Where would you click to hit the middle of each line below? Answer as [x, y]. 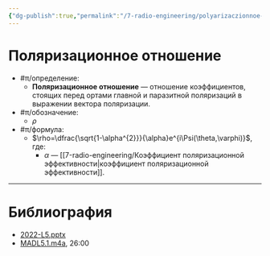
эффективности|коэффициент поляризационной [126, 163]
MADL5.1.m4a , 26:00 [55, 243]
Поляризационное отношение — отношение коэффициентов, [139, 86]
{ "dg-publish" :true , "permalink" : [64, 16]
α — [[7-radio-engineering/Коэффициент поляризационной [144, 155]
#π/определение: [50, 78]
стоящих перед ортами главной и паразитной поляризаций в [137, 95]
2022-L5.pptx [43, 234]
